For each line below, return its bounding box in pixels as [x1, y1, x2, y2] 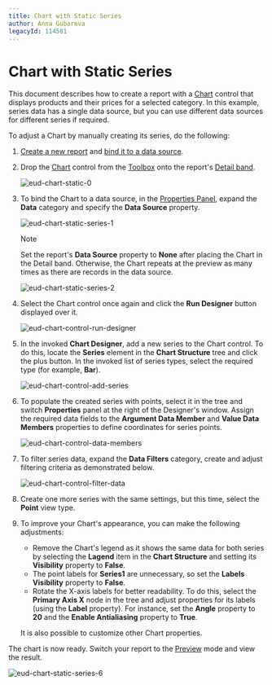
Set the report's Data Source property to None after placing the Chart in [20, 250, 263, 260]
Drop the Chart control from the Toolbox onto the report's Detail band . [20, 162, 256, 172]
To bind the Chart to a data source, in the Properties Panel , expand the [20, 194, 257, 204]
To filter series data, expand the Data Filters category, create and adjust [20, 454, 263, 464]
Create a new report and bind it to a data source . [20, 147, 184, 156]
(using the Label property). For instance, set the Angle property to [32, 604, 256, 613]
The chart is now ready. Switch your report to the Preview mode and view [8, 644, 256, 654]
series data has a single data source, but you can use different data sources [8, 107, 263, 116]
